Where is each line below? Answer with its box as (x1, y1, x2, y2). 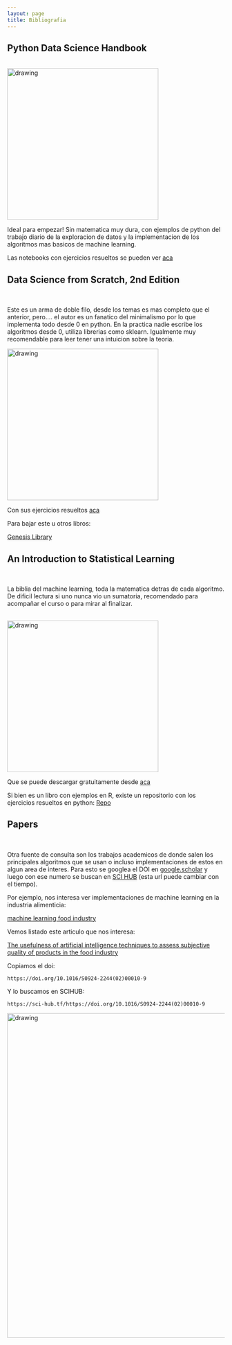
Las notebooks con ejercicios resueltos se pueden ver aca (7, 253, 173, 262)
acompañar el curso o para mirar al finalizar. (7, 599, 133, 607)
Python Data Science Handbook (7, 42, 147, 54)
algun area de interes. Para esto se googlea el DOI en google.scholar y (7, 865, 209, 873)
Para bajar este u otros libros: (7, 519, 91, 528)
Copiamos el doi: (7, 961, 55, 970)
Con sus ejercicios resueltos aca (7, 506, 100, 515)
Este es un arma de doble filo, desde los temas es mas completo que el (7, 305, 210, 314)
